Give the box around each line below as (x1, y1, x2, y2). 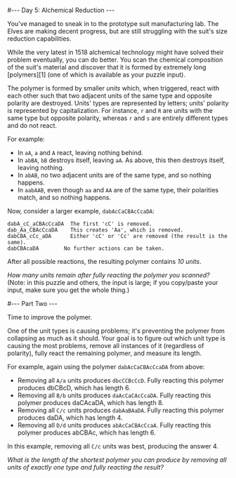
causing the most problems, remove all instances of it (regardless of (7, 342, 204, 350)
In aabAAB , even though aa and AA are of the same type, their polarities (17, 186, 219, 194)
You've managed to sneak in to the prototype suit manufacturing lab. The (7, 20, 219, 27)
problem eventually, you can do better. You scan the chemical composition (7, 55, 223, 64)
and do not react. (7, 121, 58, 129)
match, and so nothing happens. (17, 193, 111, 201)
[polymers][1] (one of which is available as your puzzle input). (7, 70, 186, 79)
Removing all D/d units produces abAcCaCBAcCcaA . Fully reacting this (17, 421, 211, 429)
